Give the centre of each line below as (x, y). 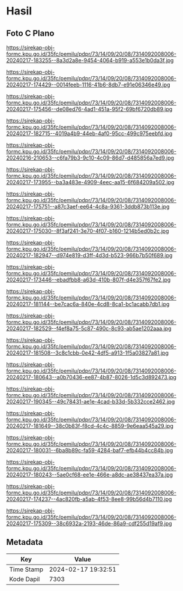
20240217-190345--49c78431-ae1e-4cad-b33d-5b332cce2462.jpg (91, 401)
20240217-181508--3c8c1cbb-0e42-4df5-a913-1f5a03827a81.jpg (88, 353)
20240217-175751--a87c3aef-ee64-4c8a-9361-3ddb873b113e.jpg (88, 206)
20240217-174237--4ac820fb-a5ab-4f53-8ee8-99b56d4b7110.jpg (89, 499)
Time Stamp (26, 569)
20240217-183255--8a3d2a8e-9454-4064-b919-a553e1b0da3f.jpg (90, 60)
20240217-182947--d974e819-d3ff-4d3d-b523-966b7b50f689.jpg (89, 255)
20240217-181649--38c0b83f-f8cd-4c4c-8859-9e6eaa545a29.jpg (90, 426)
